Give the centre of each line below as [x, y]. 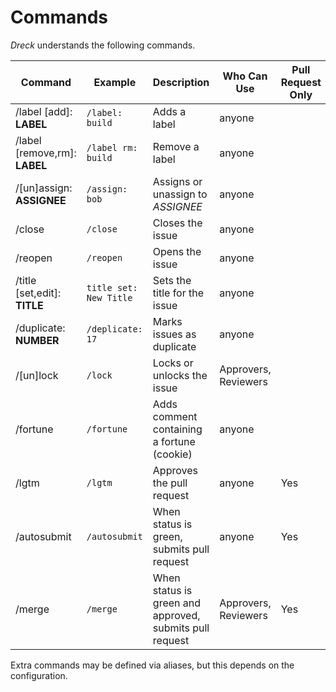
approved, [176, 615]
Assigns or [177, 181]
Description [181, 82]
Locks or [173, 363]
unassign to [180, 194]
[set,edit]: [38, 293]
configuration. [39, 675]
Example [115, 82]
